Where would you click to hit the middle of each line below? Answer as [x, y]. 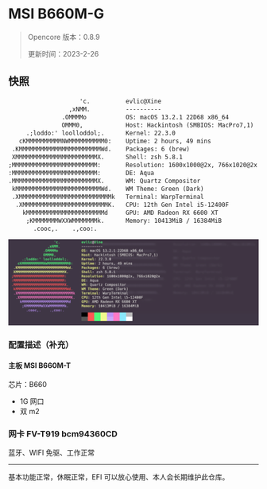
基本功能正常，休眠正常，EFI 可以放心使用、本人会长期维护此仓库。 [119, 477]
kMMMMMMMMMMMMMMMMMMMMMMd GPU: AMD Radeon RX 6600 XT [120, 213]
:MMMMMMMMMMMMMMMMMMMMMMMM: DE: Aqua [81, 173]
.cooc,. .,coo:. [65, 229]
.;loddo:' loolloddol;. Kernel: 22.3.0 [101, 133]
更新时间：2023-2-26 [63, 53]
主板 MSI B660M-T [40, 365]
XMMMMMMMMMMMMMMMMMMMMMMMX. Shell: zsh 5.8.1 [97, 157]
